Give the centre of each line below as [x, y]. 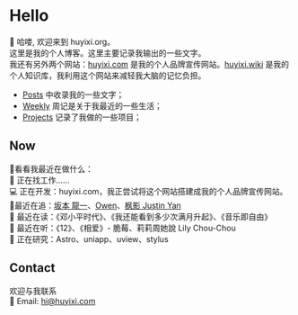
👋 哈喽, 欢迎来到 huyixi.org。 [62, 41]
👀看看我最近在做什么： [52, 168]
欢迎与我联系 [33, 291]
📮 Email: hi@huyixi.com [53, 301]
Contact [32, 268]
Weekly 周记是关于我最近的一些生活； [92, 105]
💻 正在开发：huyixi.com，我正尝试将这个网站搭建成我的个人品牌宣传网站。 [149, 191]
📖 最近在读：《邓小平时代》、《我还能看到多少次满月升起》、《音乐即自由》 [141, 216]
